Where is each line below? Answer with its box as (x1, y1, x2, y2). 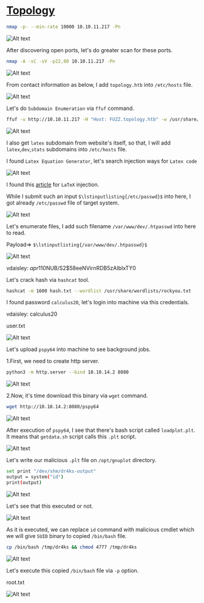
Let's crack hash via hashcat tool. (6, 276, 90, 283)
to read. (6, 229, 26, 236)
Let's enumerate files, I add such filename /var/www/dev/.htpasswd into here (6, 222, 196, 230)
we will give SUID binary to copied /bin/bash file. (6, 532, 127, 539)
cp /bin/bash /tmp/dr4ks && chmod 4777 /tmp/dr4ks (6, 544, 137, 550)
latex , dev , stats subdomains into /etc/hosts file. (6, 145, 127, 152)
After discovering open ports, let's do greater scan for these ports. (6, 46, 173, 53)
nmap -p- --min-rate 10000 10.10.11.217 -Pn (6, 24, 121, 30)
